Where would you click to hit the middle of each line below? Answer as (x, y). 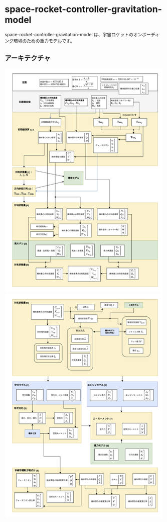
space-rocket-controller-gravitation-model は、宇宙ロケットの (69, 34)
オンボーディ (146, 34)
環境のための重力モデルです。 (44, 41)
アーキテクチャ (28, 58)
